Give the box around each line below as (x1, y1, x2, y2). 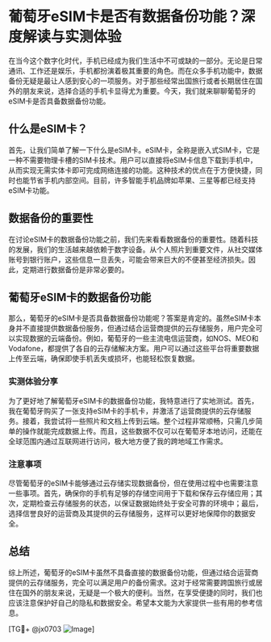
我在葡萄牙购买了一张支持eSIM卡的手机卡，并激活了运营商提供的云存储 (8, 405, 244, 416)
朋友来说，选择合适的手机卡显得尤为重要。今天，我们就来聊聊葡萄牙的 (22, 86, 256, 95)
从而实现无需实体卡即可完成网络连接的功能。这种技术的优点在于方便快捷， (8, 165, 256, 174)
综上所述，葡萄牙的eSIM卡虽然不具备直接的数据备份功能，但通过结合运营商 (8, 567, 259, 577)
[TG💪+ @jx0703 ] (8, 623, 95, 634)
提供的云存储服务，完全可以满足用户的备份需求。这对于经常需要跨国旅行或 (8, 577, 256, 587)
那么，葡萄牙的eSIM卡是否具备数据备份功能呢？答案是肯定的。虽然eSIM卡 (8, 313, 255, 323)
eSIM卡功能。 (8, 185, 54, 195)
